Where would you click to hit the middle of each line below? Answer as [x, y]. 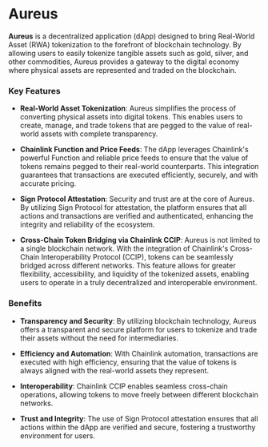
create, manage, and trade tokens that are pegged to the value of [128, 126]
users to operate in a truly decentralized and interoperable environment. [138, 283]
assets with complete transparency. [99, 134]
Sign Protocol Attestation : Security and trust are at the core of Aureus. [137, 199]
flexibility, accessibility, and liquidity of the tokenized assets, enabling [134, 274]
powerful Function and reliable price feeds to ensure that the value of [134, 158]
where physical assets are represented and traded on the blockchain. [122, 70]
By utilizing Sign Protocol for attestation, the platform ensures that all [133, 207]
